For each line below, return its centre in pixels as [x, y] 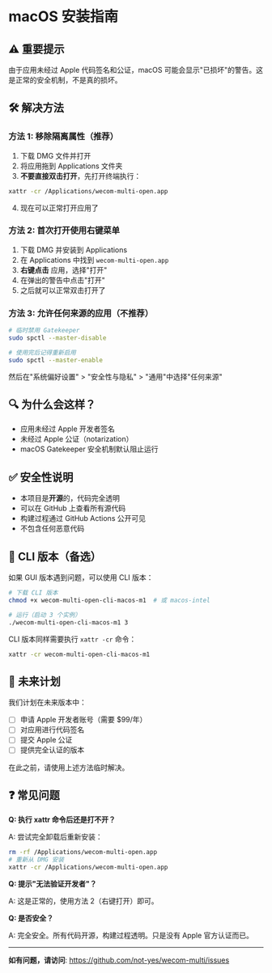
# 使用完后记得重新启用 [42, 353]
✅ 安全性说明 [41, 477]
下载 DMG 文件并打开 [55, 155]
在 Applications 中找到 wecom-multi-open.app [94, 260]
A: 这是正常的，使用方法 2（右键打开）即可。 [84, 901]
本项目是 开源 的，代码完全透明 [70, 498]
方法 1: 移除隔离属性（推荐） [64, 137]
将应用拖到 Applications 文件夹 [71, 166]
